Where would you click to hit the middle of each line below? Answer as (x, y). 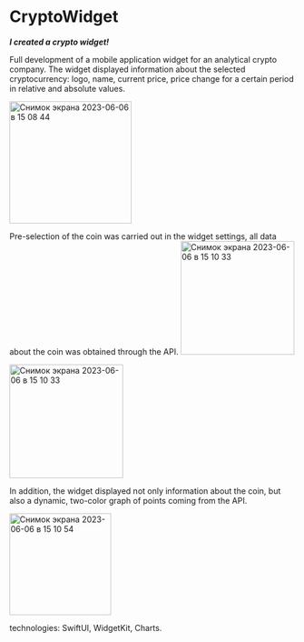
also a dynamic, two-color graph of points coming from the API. (128, 500)
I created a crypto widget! (59, 42)
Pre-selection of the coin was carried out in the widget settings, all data (143, 236)
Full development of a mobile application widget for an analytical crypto (143, 59)
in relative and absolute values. (67, 88)
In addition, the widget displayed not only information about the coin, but (145, 491)
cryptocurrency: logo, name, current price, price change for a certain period (152, 78)
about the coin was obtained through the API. (94, 351)
